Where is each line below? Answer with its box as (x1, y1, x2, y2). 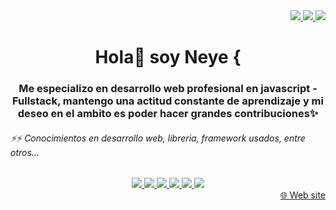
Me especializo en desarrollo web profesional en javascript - (18, 82, 318, 96)
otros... (10, 146, 40, 158)
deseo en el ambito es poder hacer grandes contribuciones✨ (17, 107, 319, 121)
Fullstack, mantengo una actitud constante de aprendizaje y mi (12, 94, 324, 108)
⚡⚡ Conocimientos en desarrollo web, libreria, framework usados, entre (10, 132, 306, 144)
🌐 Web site (279, 189, 326, 201)
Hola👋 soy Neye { (94, 46, 242, 69)
